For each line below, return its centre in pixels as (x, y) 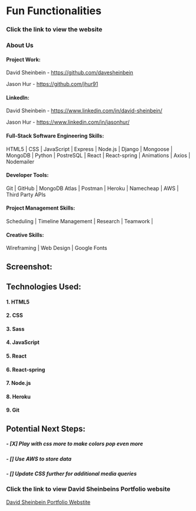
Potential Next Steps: (46, 428)
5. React (16, 356)
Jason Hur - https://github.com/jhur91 (52, 84)
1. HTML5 (18, 302)
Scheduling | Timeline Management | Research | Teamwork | (80, 221)
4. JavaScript (23, 342)
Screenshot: (29, 267)
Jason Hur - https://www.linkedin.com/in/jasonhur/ (68, 122)
